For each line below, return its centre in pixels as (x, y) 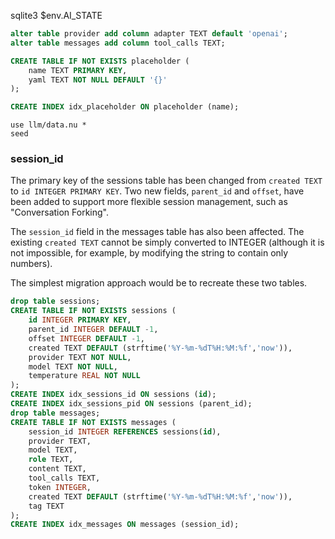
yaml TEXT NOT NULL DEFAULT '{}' (98, 80)
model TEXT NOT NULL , (73, 366)
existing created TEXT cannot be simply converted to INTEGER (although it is (167, 242)
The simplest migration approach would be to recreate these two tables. (159, 283)
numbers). (31, 264)
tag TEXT (46, 506)
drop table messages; (55, 413)
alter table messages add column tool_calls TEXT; (118, 43)
